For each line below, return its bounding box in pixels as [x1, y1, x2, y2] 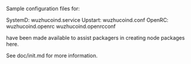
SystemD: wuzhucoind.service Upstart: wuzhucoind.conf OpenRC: [6, 17, 169, 23]
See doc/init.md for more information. [6, 52, 98, 59]
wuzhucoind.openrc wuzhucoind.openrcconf [6, 23, 116, 30]
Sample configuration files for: [6, 5, 80, 12]
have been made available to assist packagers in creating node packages [6, 34, 185, 41]
